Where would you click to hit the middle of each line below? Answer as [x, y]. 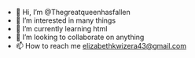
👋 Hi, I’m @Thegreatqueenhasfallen [73, 12]
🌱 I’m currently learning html [61, 29]
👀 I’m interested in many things [66, 20]
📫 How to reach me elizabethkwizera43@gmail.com [101, 46]
